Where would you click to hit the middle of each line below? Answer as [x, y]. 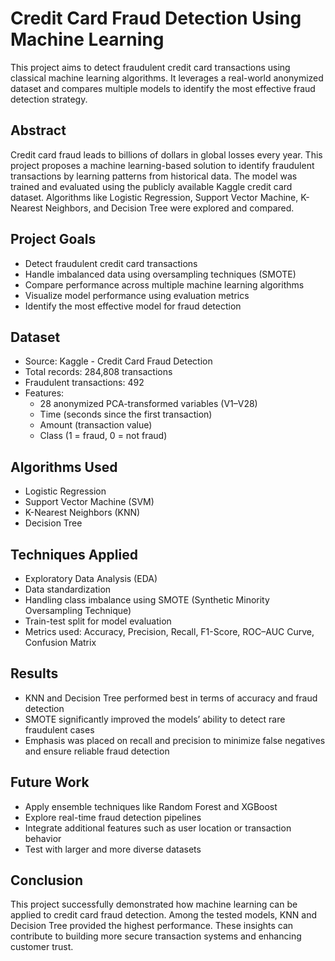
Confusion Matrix [60, 642]
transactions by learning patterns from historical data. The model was [154, 176]
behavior [43, 838]
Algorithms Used [64, 467]
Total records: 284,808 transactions [98, 372]
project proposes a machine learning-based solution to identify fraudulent [162, 165]
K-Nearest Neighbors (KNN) [82, 513]
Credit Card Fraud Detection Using [156, 18]
